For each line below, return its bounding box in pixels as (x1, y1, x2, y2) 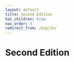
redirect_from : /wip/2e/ (5, 26, 57, 31)
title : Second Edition (5, 12, 52, 17)
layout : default (5, 7, 39, 12)
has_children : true (5, 16, 46, 21)
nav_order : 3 (5, 21, 32, 26)
